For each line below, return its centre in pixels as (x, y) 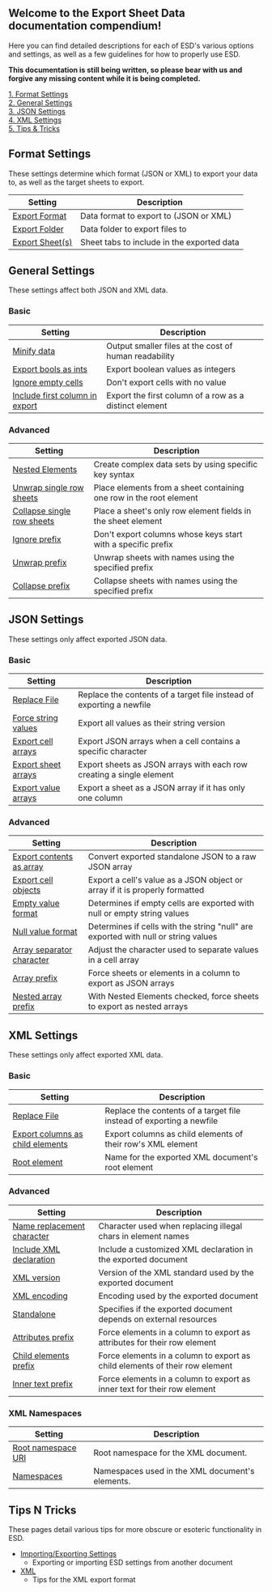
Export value (36, 788)
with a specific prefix (133, 544)
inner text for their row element (157, 1389)
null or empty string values (138, 913)
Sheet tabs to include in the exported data (160, 242)
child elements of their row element (166, 1365)
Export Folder (38, 228)
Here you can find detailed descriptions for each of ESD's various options (131, 45)
